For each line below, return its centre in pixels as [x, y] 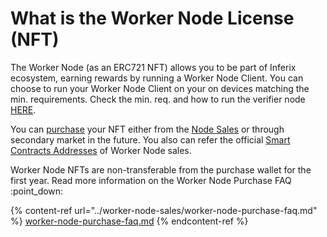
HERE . [23, 109]
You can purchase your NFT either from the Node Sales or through [147, 129]
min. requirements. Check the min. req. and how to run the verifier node [158, 99]
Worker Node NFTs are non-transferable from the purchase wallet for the [161, 169]
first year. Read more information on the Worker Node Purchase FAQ [151, 180]
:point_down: [37, 191]
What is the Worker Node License [152, 18]
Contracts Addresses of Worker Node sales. [101, 150]
